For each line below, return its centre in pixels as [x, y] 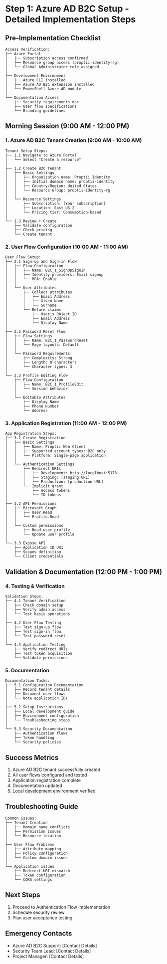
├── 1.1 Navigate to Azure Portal [41, 155]
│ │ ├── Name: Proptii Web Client [45, 447]
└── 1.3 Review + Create [31, 221]
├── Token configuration [40, 875]
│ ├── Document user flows [35, 694]
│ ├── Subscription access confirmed [47, 58]
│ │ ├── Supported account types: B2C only [56, 451]
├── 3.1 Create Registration [35, 438]
